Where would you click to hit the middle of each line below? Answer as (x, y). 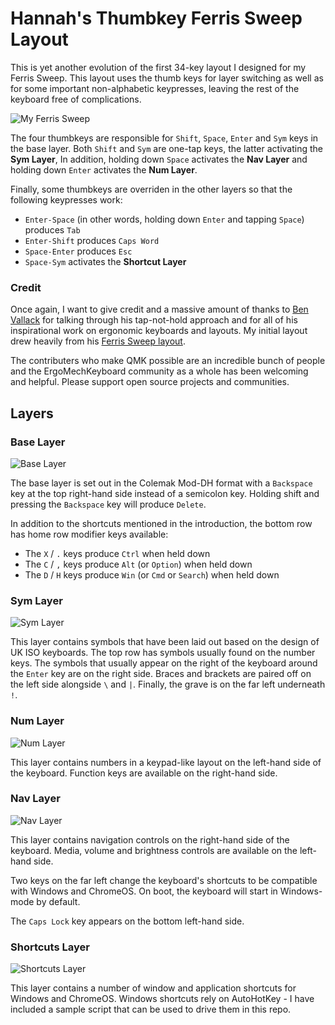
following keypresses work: (66, 199)
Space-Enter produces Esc (78, 251)
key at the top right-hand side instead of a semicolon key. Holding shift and (165, 493)
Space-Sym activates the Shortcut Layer (105, 261)
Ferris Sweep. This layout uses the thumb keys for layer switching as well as (167, 78)
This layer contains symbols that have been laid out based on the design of (165, 642)
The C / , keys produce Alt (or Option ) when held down (138, 564)
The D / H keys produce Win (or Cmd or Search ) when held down (152, 574)
